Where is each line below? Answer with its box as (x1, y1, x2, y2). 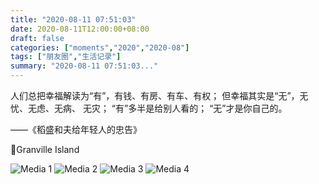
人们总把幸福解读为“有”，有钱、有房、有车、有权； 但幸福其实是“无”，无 (10, 90, 309, 101)
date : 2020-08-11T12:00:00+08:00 (10, 24, 150, 34)
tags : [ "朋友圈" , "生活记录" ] (10, 52, 122, 62)
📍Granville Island (10, 144, 80, 155)
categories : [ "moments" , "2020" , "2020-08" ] (10, 42, 190, 53)
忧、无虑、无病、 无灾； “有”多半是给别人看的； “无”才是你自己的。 (10, 102, 288, 114)
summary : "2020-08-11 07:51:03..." (10, 61, 159, 71)
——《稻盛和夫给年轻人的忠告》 (10, 124, 142, 135)
